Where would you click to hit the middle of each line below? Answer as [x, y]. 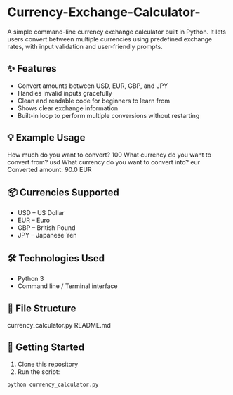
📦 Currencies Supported [63, 192]
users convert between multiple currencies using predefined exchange [110, 39]
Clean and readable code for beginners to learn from [94, 101]
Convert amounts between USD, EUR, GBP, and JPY [93, 86]
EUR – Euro [34, 220]
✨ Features [32, 69]
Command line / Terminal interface [67, 286]
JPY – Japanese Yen [47, 235]
